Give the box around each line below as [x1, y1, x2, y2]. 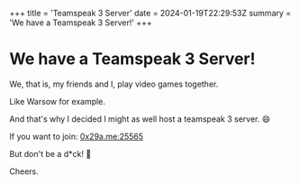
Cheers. [9, 166, 39, 177]
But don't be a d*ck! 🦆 [9, 148, 92, 159]
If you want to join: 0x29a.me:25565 [9, 131, 144, 142]
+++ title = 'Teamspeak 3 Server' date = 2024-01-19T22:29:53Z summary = [9, 8, 292, 18]
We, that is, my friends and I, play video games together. [9, 78, 219, 89]
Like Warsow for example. [9, 96, 106, 106]
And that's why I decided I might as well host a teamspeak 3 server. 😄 [9, 113, 271, 124]
